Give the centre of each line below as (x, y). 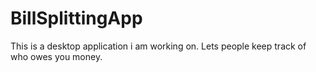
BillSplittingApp (76, 18)
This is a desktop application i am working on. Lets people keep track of (158, 46)
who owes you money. (56, 56)
